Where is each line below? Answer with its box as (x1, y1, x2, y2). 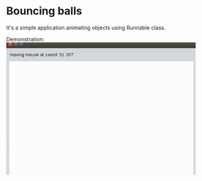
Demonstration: (6, 35, 44, 43)
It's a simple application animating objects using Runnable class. (6, 24, 166, 31)
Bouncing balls (6, 4, 82, 18)
